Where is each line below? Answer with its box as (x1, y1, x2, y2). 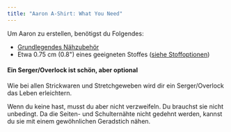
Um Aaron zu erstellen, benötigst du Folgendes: (7, 29, 144, 38)
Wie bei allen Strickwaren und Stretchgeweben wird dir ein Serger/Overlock (7, 81, 224, 90)
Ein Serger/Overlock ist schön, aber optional (7, 66, 138, 74)
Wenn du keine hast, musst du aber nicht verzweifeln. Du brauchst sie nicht (7, 102, 224, 110)
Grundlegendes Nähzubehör (17, 42, 99, 51)
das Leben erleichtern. (7, 88, 72, 97)
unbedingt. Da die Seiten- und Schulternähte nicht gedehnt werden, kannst (7, 109, 223, 118)
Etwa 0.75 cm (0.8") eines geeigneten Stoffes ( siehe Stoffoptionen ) (17, 50, 210, 58)
